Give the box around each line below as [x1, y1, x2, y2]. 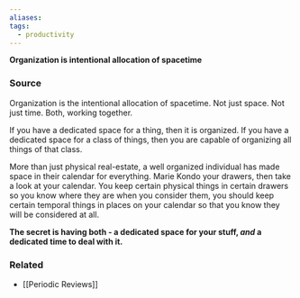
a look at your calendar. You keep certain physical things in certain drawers [9, 180, 289, 191]
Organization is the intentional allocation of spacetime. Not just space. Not [9, 97, 286, 108]
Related [9, 258, 44, 271]
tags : [9, 22, 30, 31]
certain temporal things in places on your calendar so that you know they [9, 199, 281, 210]
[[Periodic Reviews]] [22, 278, 99, 289]
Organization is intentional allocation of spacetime [9, 55, 203, 66]
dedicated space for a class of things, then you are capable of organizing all [9, 134, 292, 145]
